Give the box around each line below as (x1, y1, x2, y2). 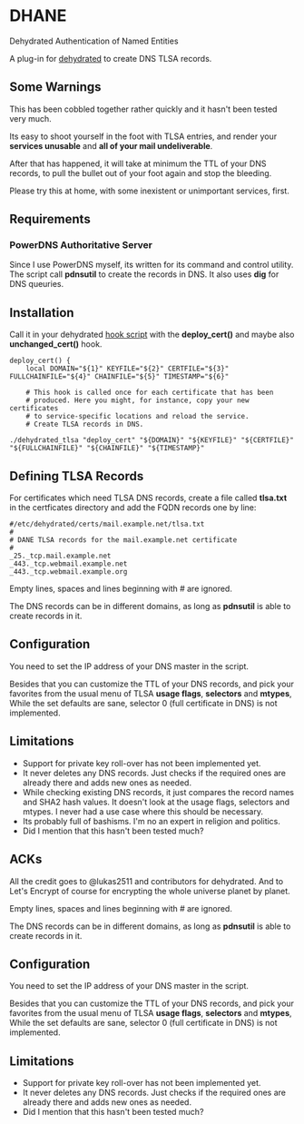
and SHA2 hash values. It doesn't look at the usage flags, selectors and (22, 796, 290, 807)
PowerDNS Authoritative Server (9, 239, 152, 251)
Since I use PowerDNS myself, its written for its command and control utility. (9, 260, 294, 271)
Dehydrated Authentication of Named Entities (9, 35, 179, 46)
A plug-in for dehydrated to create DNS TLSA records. (9, 53, 212, 64)
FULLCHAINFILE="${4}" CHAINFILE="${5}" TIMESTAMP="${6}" (9, 372, 230, 381)
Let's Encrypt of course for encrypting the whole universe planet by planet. (9, 885, 290, 896)
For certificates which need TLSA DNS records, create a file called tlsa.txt (9, 492, 288, 504)
